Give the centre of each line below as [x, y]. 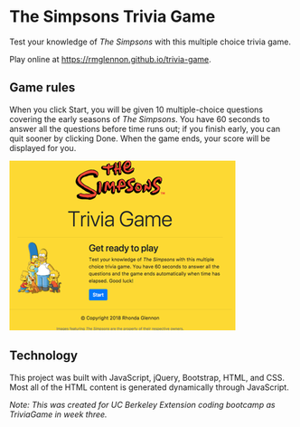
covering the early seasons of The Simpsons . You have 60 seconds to [140, 119]
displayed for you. [43, 147]
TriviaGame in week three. [58, 414]
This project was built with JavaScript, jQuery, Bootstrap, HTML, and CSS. [147, 377]
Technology [44, 356]
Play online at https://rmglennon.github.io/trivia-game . [111, 59]
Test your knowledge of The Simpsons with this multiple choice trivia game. [150, 42]
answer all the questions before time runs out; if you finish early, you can [145, 128]
